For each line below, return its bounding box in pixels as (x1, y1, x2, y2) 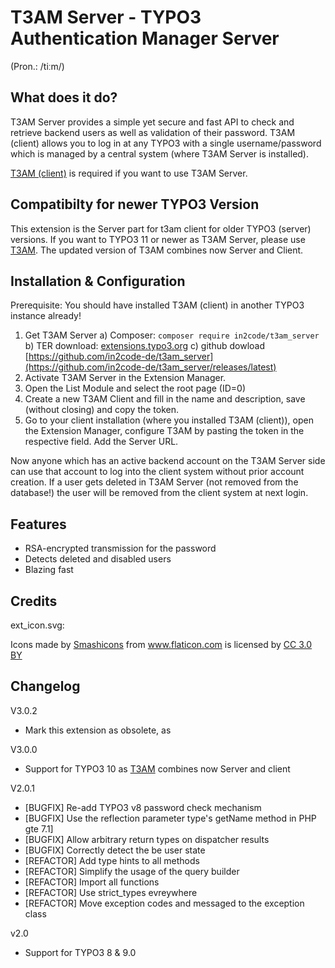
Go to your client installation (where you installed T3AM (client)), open (24, 414, 314, 426)
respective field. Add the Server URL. (24, 436, 179, 448)
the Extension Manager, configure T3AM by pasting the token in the (24, 425, 305, 437)
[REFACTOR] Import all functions (24, 876, 160, 888)
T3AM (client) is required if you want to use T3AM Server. (10, 167, 248, 179)
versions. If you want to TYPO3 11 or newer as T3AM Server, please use (10, 233, 306, 245)
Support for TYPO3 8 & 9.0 (24, 946, 137, 958)
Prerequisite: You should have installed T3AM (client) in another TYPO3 (10, 299, 305, 311)
